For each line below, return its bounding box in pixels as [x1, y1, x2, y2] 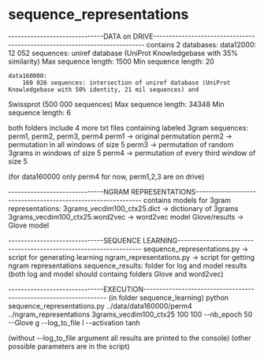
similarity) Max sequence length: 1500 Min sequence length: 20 [8, 57, 214, 66]
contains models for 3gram [143, 195, 231, 205]
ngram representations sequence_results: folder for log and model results [8, 261, 247, 270]
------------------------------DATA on [8, 31, 132, 41]
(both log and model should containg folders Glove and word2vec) [8, 269, 224, 279]
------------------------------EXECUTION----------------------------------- [8, 284, 255, 294]
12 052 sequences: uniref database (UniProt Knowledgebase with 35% [8, 48, 239, 57]
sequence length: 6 [8, 108, 71, 117]
